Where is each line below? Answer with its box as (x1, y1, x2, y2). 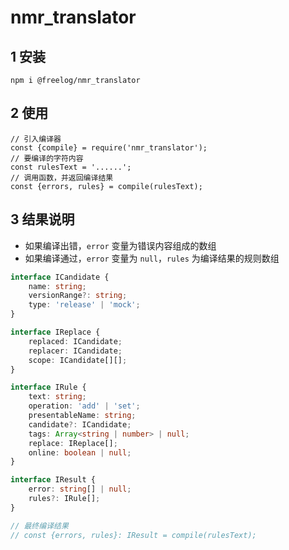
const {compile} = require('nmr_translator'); (10, 142, 208, 153)
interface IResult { (10, 475, 97, 485)
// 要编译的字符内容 (10, 153, 84, 163)
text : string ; (28, 392, 87, 402)
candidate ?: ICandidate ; (28, 419, 132, 430)
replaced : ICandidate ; (28, 336, 123, 346)
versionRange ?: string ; (28, 291, 128, 301)
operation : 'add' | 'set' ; (28, 401, 141, 411)
